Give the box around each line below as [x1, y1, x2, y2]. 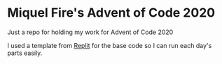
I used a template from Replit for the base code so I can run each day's [7, 41, 212, 49]
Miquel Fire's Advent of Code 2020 [7, 5, 216, 21]
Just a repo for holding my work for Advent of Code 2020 [7, 28, 174, 36]
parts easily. [7, 49, 43, 57]
